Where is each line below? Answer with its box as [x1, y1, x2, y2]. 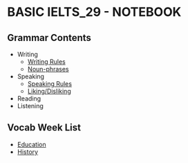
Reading [17, 94, 41, 103]
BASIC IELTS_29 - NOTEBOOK [7, 4, 182, 20]
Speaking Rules [27, 80, 73, 87]
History [17, 147, 39, 156]
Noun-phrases [27, 65, 69, 73]
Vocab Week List [7, 122, 82, 134]
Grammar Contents [7, 32, 92, 44]
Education [17, 140, 46, 148]
